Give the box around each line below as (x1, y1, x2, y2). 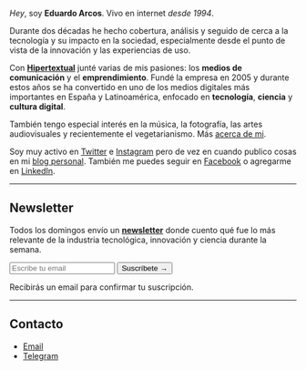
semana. (9, 243, 42, 254)
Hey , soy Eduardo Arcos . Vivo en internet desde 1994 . (9, 8, 214, 18)
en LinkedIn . (9, 166, 56, 176)
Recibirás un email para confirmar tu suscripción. (9, 282, 194, 293)
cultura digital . (9, 101, 66, 112)
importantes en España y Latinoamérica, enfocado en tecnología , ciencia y (9, 91, 293, 102)
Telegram (22, 350, 59, 361)
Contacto (9, 316, 64, 332)
